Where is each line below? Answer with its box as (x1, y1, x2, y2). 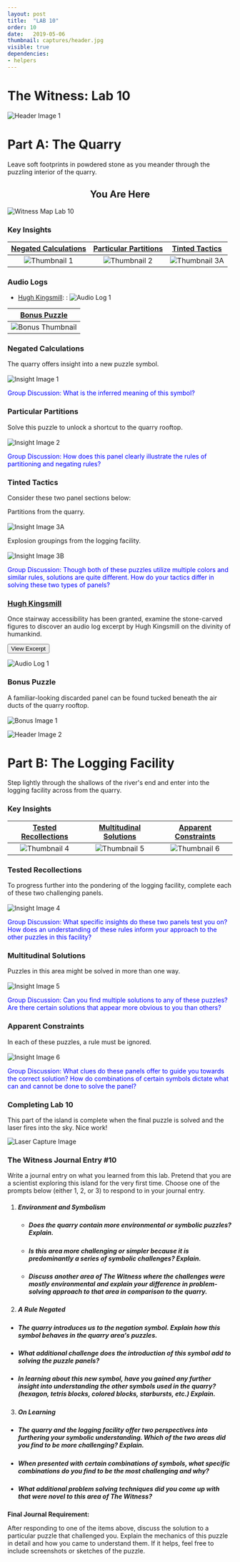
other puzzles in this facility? (7, 933, 91, 941)
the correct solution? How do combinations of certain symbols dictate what (7, 1074, 229, 1083)
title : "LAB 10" (7, 17, 59, 24)
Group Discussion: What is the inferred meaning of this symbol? (7, 389, 195, 397)
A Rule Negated (17, 1305, 66, 1314)
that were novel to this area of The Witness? (17, 1492, 153, 1501)
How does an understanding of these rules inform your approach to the (7, 926, 217, 934)
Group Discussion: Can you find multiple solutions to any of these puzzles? (7, 996, 229, 1004)
